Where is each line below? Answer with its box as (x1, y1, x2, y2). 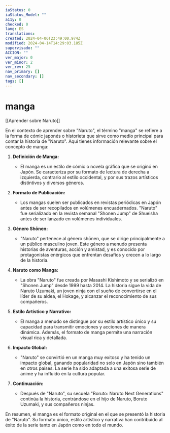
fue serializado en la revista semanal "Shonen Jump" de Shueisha (20, 210, 158, 216)
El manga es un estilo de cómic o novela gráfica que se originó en (20, 163, 158, 169)
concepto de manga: (5, 143, 49, 149)
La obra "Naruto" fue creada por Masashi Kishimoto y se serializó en (20, 276, 164, 283)
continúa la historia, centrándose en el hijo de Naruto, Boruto (20, 396, 148, 402)
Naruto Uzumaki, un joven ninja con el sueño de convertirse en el (20, 288, 157, 294)
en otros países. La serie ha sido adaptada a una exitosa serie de (20, 365, 156, 371)
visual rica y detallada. (20, 335, 67, 341)
